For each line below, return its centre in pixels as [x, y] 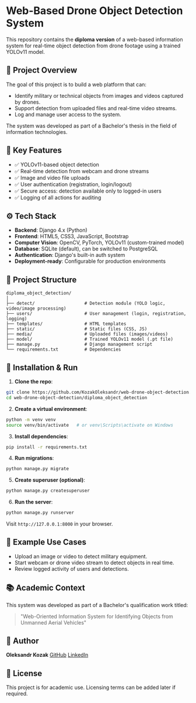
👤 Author [22, 641]
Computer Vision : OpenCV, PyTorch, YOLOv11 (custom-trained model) [99, 243]
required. [17, 694]
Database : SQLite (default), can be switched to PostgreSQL [86, 249]
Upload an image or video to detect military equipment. [81, 556]
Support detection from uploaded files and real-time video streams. [95, 108]
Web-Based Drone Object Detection [94, 11]
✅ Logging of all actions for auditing [58, 197]
